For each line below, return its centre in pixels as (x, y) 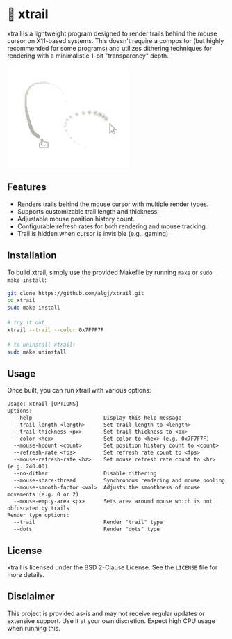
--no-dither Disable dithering (85, 474)
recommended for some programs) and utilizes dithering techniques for (110, 48)
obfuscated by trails (39, 508)
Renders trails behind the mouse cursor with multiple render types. (113, 204)
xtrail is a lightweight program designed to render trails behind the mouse (112, 33)
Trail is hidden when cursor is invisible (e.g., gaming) (93, 233)
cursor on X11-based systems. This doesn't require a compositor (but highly (116, 40)
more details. (26, 575)
